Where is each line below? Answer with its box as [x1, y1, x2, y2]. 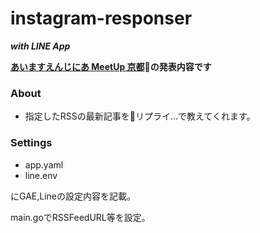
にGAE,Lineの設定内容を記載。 [10, 190, 136, 202]
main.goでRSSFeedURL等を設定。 [10, 211, 151, 223]
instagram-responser [10, 7, 193, 30]
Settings [10, 136, 53, 150]
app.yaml [24, 158, 64, 171]
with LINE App [10, 40, 71, 52]
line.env [24, 169, 58, 181]
